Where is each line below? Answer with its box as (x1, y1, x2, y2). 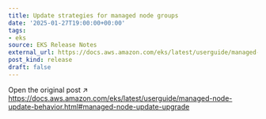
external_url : (8, 48, 55, 56)
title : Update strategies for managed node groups (8, 11, 179, 20)
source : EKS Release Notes (8, 41, 97, 49)
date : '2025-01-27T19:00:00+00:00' (8, 19, 126, 27)
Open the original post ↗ (8, 85, 89, 94)
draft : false (8, 63, 51, 71)
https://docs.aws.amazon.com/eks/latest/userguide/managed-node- (8, 93, 233, 103)
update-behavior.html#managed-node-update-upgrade (8, 102, 190, 111)
